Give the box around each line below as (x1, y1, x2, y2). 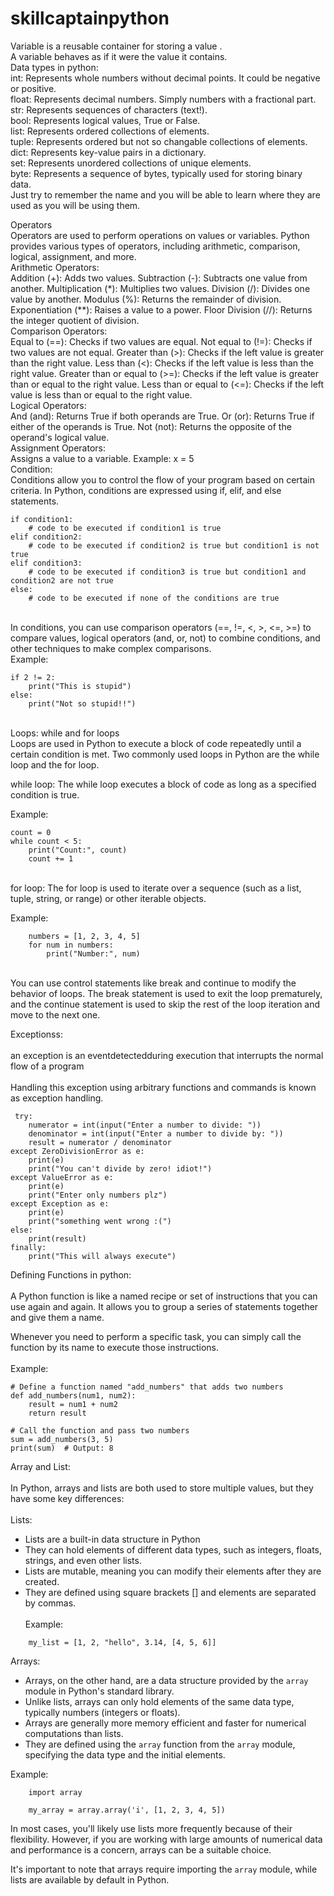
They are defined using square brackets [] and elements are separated (24, 1586, 317, 1598)
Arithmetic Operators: (10, 261, 100, 273)
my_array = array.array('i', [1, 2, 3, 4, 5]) (28, 1805, 226, 1815)
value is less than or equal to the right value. (10, 388, 193, 401)
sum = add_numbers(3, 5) (10, 1434, 114, 1444)
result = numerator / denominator (28, 1137, 172, 1147)
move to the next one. (10, 1008, 101, 1021)
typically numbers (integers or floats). (24, 1706, 181, 1718)
